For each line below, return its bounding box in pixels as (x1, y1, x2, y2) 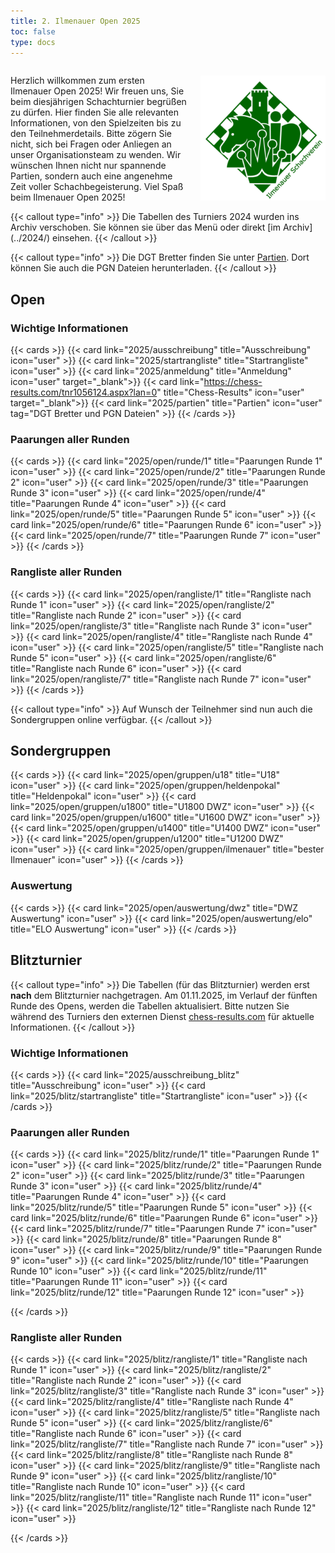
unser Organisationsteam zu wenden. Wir (10, 149, 182, 161)
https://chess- (203, 376, 263, 388)
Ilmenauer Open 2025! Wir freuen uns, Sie (10, 85, 185, 97)
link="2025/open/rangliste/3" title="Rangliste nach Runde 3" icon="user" (10, 620, 313, 632)
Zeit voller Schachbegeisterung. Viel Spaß (10, 181, 184, 193)
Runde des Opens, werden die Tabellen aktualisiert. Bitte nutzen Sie (10, 1000, 290, 1012)
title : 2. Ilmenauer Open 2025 (10, 16, 141, 26)
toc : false (10, 26, 56, 37)
